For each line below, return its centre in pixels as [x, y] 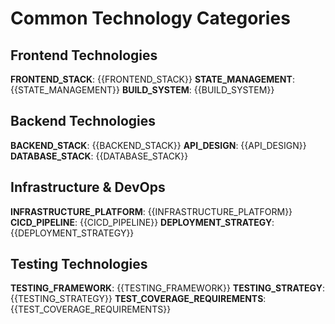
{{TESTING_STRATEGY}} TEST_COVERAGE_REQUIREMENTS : [138, 299]
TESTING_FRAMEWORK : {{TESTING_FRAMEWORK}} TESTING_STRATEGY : [167, 288]
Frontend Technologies [84, 55]
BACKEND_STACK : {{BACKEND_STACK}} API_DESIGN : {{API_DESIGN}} [158, 145]
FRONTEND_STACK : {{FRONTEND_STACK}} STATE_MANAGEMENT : [152, 79]
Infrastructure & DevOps [88, 187]
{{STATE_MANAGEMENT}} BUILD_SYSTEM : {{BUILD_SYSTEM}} [142, 90]
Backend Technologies [83, 121]
